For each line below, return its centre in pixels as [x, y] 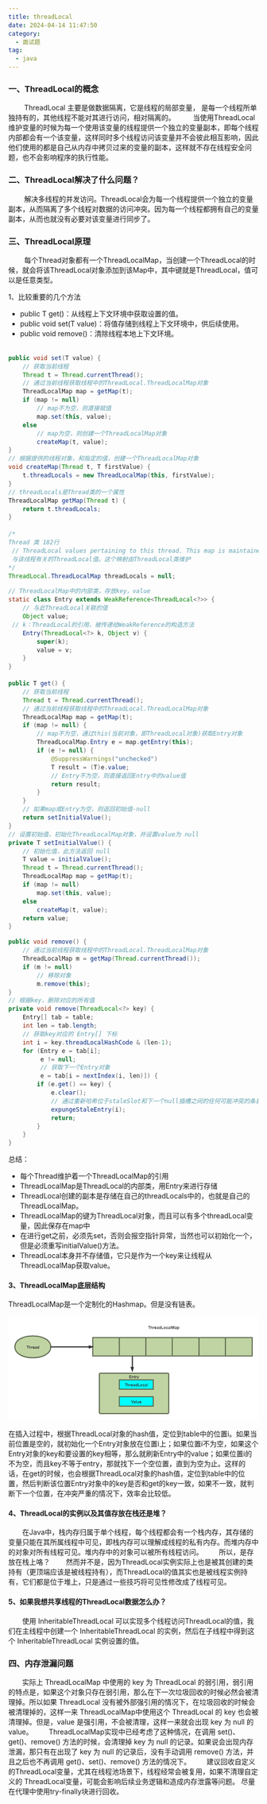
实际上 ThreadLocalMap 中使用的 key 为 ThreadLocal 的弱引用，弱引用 [138, 1682]
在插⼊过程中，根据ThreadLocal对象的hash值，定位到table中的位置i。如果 [129, 1434]
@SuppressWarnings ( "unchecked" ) [104, 759]
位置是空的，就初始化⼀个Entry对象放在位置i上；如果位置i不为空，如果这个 [137, 1444]
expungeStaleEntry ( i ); [88, 1109]
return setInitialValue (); [67, 818]
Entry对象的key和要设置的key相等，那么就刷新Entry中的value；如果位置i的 [130, 1454]
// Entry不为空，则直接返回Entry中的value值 [118, 776]
